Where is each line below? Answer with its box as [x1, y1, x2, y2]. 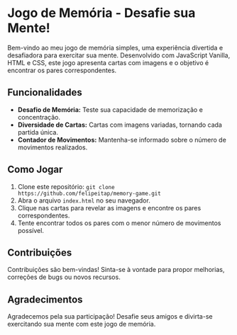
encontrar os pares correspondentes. [7, 66, 117, 74]
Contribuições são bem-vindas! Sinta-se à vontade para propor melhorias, [7, 266, 225, 274]
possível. [17, 226, 45, 234]
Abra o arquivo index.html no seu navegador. [17, 196, 150, 205]
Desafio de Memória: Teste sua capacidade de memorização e [17, 105, 204, 114]
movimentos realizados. [17, 143, 88, 152]
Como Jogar [7, 164, 63, 176]
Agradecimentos [7, 293, 83, 305]
